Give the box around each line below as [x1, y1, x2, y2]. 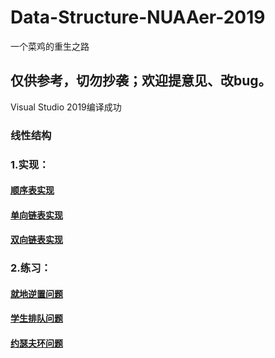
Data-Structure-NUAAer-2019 [10, 6, 266, 29]
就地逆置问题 [10, 287, 63, 300]
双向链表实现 [10, 234, 63, 246]
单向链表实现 [10, 209, 63, 221]
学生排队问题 [10, 312, 63, 325]
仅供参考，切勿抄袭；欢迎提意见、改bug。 [10, 72, 272, 90]
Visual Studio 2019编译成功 [10, 101, 122, 113]
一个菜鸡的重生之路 [10, 40, 90, 52]
